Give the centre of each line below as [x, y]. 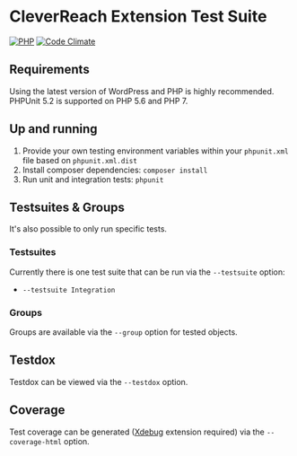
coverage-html [36, 442]
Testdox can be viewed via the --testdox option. [99, 381]
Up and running [53, 129]
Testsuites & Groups [67, 207]
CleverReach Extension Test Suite [138, 17]
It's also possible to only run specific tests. [88, 229]
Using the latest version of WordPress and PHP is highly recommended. [142, 91]
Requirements [49, 70]
